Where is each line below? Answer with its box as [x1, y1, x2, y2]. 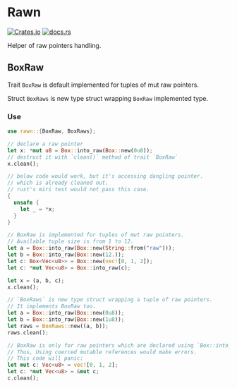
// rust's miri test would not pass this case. [7, 186, 150, 193]
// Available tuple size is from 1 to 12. [7, 238, 134, 245]
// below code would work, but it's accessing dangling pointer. [7, 173, 203, 180]
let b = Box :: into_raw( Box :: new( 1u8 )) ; [7, 316, 125, 323]
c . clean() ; [7, 375, 39, 382]
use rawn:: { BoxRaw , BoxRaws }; [7, 128, 97, 135]
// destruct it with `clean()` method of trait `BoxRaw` [7, 153, 178, 161]
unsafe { [13, 199, 39, 206]
